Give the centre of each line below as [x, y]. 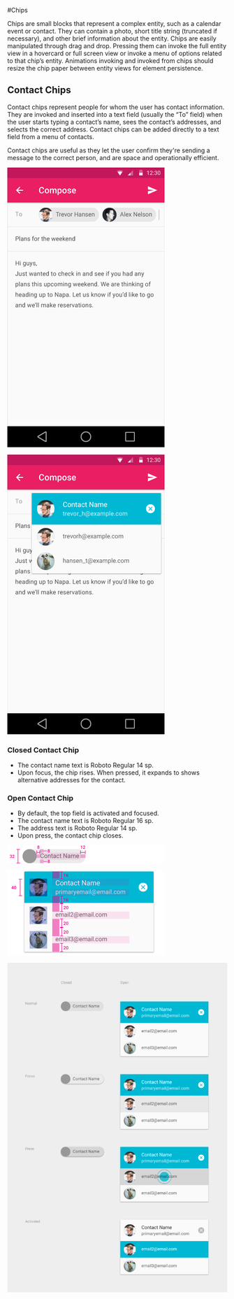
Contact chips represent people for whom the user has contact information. [116, 107]
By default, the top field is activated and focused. [88, 813]
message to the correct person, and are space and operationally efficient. [113, 157]
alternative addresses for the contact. [71, 780]
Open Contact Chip [41, 798]
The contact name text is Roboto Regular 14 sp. [85, 766]
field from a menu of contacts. [51, 136]
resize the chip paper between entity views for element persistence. [105, 68]
